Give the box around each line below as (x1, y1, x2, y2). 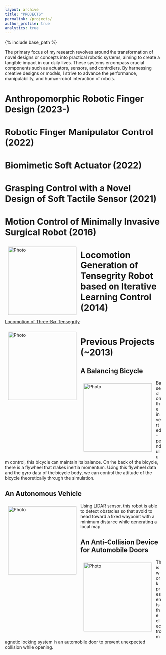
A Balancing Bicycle (80, 367, 143, 375)
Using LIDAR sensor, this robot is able (80, 503, 158, 509)
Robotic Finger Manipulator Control (5, 127, 154, 137)
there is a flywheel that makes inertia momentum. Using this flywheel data (5, 464, 156, 470)
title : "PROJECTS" (5, 12, 43, 17)
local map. (80, 524, 102, 529)
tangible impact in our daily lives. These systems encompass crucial (5, 60, 145, 66)
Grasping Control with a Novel (5, 182, 131, 194)
